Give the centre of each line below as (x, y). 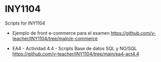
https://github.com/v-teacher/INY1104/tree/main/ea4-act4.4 (76, 54)
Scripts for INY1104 (25, 23)
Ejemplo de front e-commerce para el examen (61, 33)
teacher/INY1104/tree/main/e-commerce (55, 38)
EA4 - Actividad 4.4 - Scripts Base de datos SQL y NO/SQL (74, 48)
